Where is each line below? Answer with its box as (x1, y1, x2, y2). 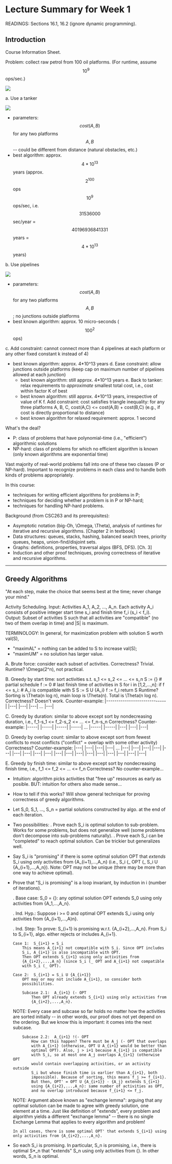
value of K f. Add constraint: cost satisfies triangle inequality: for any (20, 398, 165, 405)
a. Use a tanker (5, 95, 37, 101)
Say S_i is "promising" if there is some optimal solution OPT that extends (12, 853, 166, 859)
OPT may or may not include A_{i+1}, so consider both (22, 977, 142, 982)
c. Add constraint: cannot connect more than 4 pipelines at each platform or (5, 345, 166, 351)
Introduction (5, 35, 46, 44)
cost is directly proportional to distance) (20, 409, 105, 416)
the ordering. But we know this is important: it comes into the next (12, 1019, 152, 1025)
